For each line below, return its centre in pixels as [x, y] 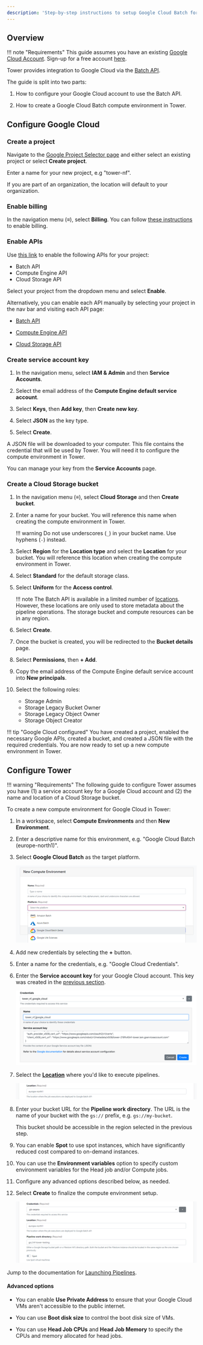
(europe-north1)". [37, 845]
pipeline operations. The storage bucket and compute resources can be [105, 612]
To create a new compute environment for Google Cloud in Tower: [89, 809]
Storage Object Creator [54, 721]
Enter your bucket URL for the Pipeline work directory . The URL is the [103, 1109]
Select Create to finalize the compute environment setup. [87, 1193]
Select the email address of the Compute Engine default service [96, 391]
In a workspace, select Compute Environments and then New [93, 821]
